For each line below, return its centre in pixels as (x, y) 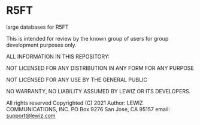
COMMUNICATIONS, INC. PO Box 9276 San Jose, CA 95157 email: (88, 109)
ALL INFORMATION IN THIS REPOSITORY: (58, 56)
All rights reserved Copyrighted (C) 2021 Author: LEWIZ (75, 103)
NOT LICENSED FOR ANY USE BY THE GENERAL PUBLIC (77, 80)
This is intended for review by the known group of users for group (87, 38)
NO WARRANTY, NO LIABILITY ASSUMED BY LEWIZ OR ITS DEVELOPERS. (99, 91)
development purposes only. (41, 45)
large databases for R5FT (37, 27)
